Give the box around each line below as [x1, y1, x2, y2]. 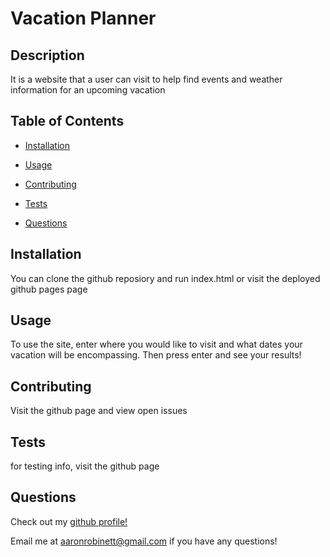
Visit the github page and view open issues [10, 405, 188, 417]
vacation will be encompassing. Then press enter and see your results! [10, 349, 302, 361]
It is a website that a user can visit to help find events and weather [10, 73, 283, 85]
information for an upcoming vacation [10, 84, 166, 96]
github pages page [10, 283, 88, 295]
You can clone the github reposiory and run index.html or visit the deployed [10, 272, 321, 284]
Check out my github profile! [10, 515, 128, 527]
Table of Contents [10, 113, 125, 130]
